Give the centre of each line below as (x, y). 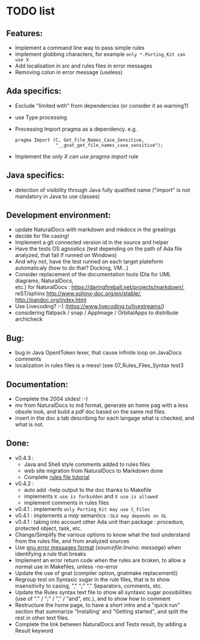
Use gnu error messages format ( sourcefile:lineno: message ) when (98, 547)
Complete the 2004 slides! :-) (51, 399)
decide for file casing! (42, 236)
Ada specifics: (34, 91)
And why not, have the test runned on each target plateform (89, 262)
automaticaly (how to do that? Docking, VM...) (72, 268)
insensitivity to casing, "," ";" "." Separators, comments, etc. (89, 586)
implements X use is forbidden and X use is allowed (91, 496)
